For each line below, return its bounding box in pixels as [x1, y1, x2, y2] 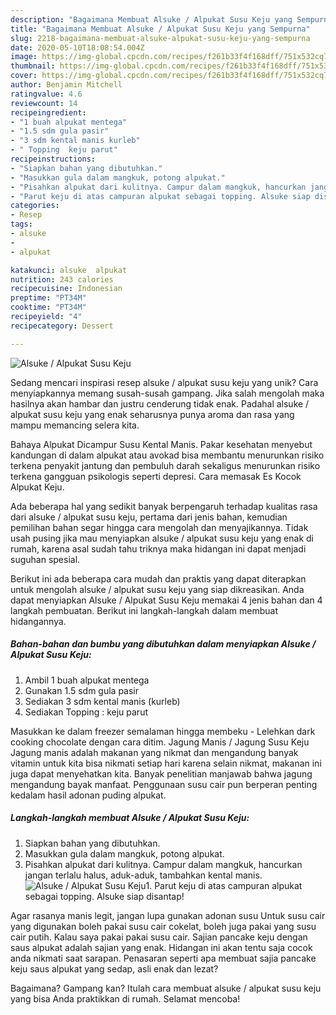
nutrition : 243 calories [10, 274, 114, 285]
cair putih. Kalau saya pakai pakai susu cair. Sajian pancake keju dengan [10, 931, 308, 943]
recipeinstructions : [10, 154, 97, 164]
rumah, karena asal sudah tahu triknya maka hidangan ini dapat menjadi [10, 542, 307, 555]
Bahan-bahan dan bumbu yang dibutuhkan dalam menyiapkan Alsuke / [10, 638, 317, 650]
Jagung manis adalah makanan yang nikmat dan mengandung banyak [10, 746, 299, 758]
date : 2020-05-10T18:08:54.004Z [10, 42, 145, 53]
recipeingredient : [10, 107, 87, 118]
